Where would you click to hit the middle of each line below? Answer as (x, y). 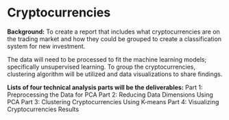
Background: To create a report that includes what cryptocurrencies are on (114, 32)
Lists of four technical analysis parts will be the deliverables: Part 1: (105, 87)
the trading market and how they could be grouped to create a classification (114, 38)
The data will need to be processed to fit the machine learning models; (107, 59)
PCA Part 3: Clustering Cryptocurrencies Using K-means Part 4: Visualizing (113, 101)
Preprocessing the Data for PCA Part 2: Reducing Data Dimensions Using (110, 95)
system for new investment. (46, 46)
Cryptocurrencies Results (43, 109)
